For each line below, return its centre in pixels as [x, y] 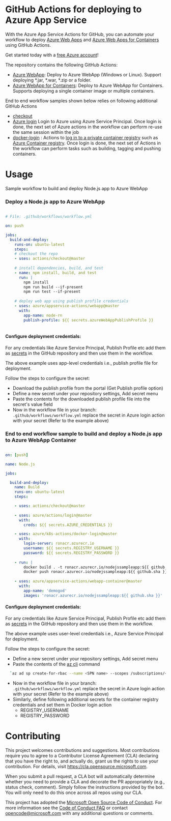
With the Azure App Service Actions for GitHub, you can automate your [80, 34]
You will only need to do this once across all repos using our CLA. [74, 793]
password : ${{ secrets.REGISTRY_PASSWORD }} [72, 553]
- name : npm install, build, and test [55, 273]
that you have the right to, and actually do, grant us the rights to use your [82, 761]
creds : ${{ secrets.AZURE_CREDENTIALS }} [68, 525]
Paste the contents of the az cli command [56, 664]
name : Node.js [20, 464]
